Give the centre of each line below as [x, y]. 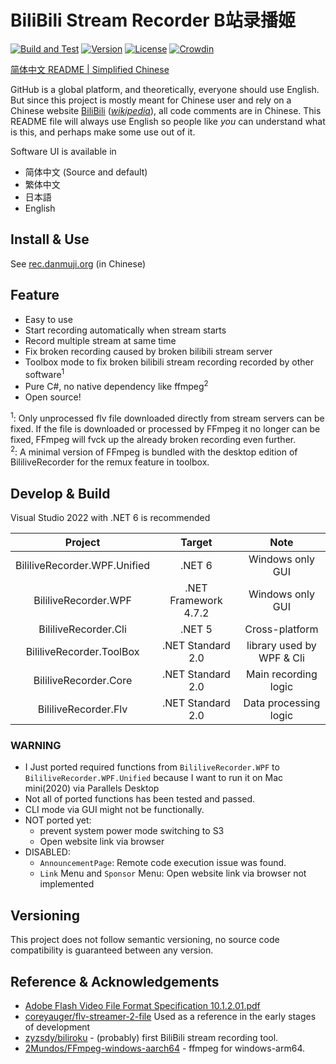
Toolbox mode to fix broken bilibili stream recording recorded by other [169, 362]
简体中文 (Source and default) [86, 172]
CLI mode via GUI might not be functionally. [114, 810]
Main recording [282, 674]
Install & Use [50, 239]
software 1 [44, 373]
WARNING [36, 745]
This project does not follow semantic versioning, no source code [145, 940]
